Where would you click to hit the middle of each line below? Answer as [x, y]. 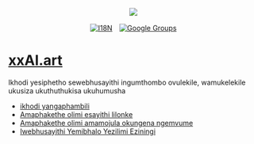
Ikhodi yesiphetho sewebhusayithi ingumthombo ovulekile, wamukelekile [127, 82]
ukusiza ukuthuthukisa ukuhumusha [67, 90]
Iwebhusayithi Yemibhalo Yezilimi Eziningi [88, 131]
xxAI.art [36, 61]
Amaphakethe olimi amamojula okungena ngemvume [106, 123]
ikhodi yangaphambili [54, 106]
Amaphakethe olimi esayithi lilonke [76, 114]
